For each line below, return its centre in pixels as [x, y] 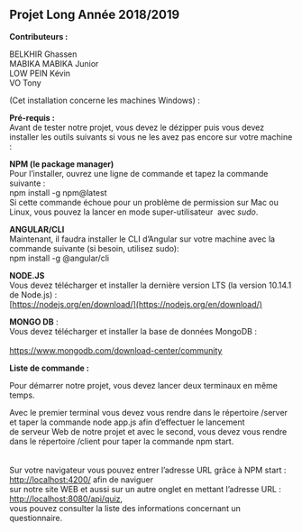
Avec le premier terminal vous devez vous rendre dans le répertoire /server [149, 412]
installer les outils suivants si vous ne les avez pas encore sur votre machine [151, 137]
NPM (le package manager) [62, 164]
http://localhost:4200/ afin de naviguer [82, 479]
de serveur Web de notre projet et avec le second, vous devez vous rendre [148, 431]
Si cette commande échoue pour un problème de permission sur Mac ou [144, 202]
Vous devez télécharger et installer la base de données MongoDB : [133, 331]
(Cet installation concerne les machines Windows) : [105, 100]
